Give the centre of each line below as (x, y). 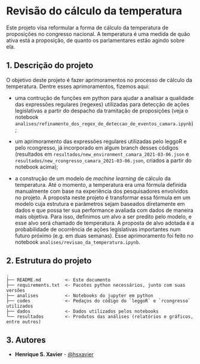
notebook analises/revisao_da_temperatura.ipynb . (77, 242)
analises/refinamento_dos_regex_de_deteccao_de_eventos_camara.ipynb (103, 124)
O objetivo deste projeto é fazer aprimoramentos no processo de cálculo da (99, 80)
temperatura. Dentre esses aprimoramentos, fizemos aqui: (78, 86)
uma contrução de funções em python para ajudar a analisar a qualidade (104, 98)
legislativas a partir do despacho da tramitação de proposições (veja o (101, 110)
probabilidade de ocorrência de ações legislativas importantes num (98, 229)
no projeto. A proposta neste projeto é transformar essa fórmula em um (103, 197)
